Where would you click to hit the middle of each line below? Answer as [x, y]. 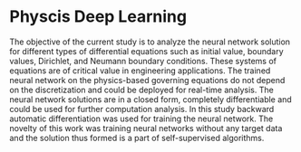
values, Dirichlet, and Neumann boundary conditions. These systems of [143, 61]
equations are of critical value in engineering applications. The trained [140, 71]
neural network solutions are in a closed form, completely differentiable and [150, 99]
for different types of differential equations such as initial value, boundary [146, 51]
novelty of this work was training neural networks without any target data [146, 128]
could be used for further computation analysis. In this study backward [142, 109]
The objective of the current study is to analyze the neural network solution [150, 42]
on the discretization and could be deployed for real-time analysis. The [141, 90]
